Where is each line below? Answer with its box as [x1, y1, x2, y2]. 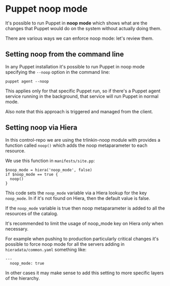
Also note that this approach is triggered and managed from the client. [5, 108, 153, 115]
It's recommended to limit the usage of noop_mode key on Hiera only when [5, 220, 163, 226]
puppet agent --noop [5, 79, 50, 84]
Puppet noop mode [5, 3, 88, 15]
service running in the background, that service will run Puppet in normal [5, 93, 159, 99]
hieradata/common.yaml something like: [5, 246, 87, 252]
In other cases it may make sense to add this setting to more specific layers [5, 270, 164, 276]
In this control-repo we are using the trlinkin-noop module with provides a [5, 137, 161, 143]
